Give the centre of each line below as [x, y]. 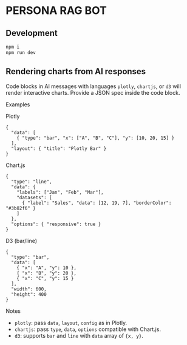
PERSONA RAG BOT [56, 11]
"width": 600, [29, 289]
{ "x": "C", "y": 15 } [45, 278]
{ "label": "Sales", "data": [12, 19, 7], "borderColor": [97, 203]
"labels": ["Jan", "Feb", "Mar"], [60, 192]
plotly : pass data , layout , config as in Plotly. [71, 323]
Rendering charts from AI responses [76, 71]
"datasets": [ [34, 197]
